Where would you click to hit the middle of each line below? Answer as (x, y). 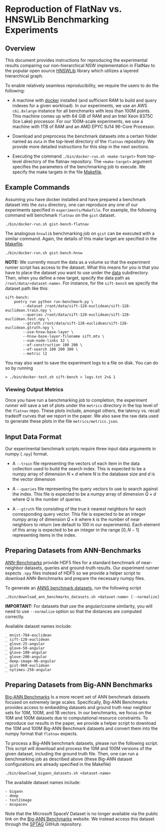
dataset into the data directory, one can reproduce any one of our (71, 205)
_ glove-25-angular (25, 644)
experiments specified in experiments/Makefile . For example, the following (81, 210)
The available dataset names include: (43, 782)
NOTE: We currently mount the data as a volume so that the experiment (78, 262)
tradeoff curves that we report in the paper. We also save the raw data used (82, 416)
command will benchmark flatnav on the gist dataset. (60, 215)
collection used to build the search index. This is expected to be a (79, 468)
